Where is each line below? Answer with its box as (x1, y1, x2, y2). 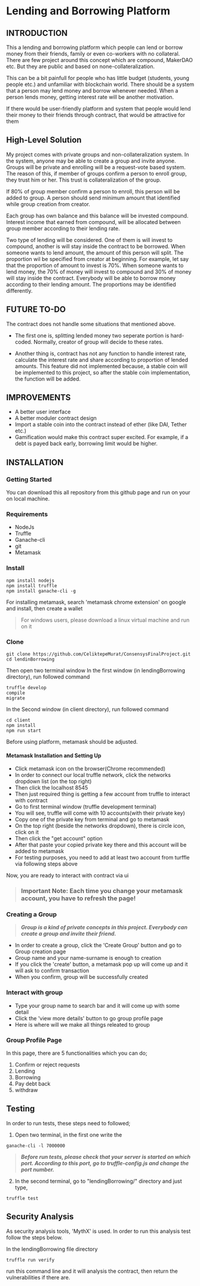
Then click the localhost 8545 (14, 784, 88, 791)
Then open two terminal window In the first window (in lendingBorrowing (6, 667, 185, 674)
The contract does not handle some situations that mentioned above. (6, 320, 176, 327)
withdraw (14, 1086, 38, 1094)
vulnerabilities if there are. (6, 1273, 70, 1281)
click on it (14, 828, 39, 836)
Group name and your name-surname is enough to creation (14, 954, 161, 962)
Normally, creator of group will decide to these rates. (33, 338, 164, 345)
